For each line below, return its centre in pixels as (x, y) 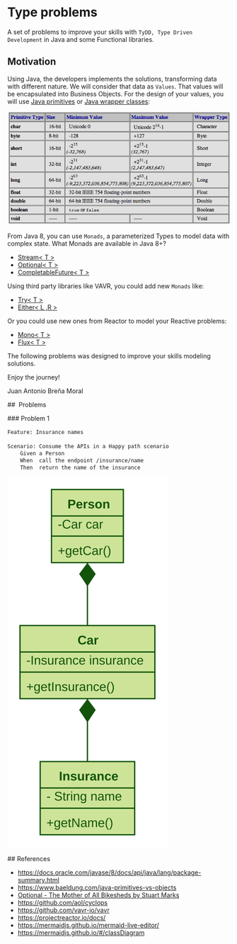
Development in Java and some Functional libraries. (81, 39)
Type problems (52, 12)
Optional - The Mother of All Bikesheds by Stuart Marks (98, 895)
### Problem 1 (28, 419)
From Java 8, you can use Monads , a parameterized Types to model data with (118, 236)
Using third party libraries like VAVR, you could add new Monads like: (106, 286)
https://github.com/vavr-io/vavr (63, 910)
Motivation (32, 62)
